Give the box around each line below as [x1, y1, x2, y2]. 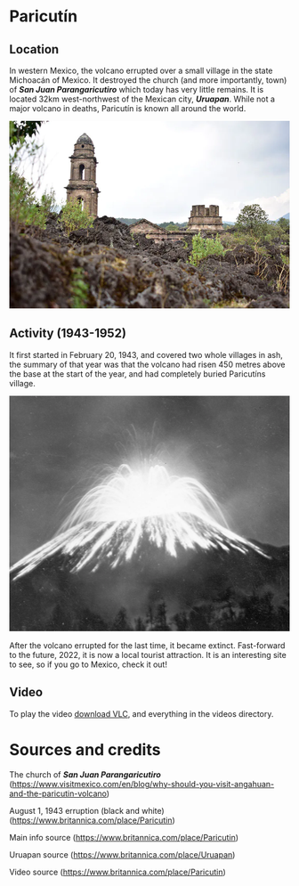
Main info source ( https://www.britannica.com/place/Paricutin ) [9, 832, 238, 842]
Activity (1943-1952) [9, 326, 127, 341]
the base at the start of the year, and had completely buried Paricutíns [9, 368, 266, 379]
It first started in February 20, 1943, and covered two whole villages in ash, [9, 349, 283, 360]
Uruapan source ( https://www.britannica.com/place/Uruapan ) [9, 849, 236, 860]
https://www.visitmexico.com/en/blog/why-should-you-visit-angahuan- [12, 778, 275, 789]
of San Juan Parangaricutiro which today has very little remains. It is [9, 85, 264, 94]
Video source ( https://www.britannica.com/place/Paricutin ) [9, 866, 227, 877]
